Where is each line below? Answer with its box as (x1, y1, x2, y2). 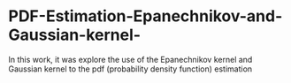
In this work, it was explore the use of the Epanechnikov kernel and (8, 54, 253, 64)
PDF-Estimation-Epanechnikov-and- (8, 6, 283, 26)
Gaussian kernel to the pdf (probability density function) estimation (8, 64, 253, 74)
